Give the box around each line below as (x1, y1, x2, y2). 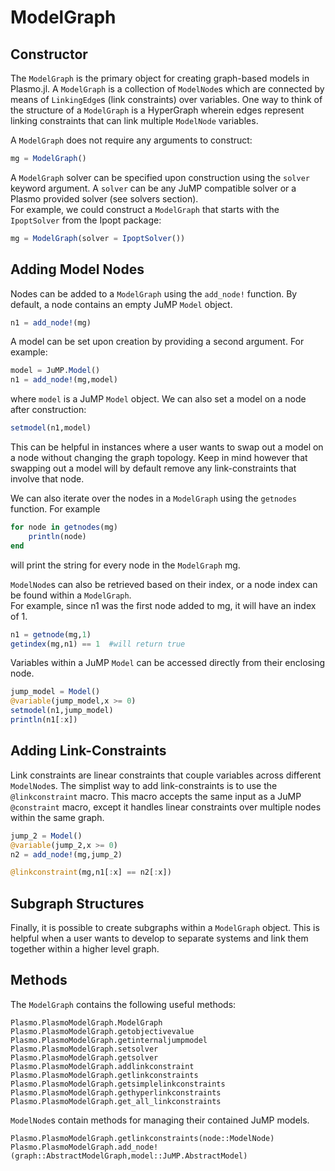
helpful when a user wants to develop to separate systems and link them (10, 932, 309, 945)
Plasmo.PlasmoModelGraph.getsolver (10, 1052, 159, 1063)
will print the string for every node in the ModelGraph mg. (10, 559, 241, 571)
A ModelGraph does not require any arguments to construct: (10, 134, 253, 146)
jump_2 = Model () (10, 831, 83, 841)
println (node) (28, 531, 87, 541)
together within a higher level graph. (10, 943, 160, 955)
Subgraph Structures (10, 895, 145, 912)
